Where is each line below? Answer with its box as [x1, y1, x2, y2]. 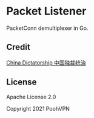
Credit [6, 42, 30, 52]
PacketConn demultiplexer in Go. [6, 24, 89, 32]
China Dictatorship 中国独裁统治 [6, 59, 86, 66]
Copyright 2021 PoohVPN [6, 105, 70, 112]
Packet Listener [6, 4, 87, 18]
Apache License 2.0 [6, 93, 56, 100]
